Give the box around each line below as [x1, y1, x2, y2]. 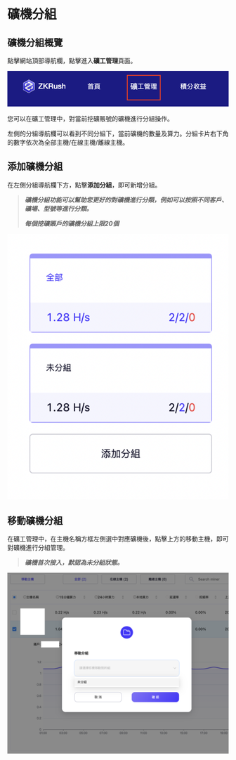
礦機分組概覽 [7, 37, 63, 48]
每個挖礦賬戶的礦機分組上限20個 [24, 219, 119, 228]
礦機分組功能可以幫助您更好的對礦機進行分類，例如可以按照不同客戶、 [24, 195, 228, 204]
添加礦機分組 [7, 161, 63, 173]
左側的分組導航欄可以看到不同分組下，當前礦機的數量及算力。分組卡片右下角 [7, 129, 229, 138]
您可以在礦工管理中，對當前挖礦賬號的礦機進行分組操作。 [7, 114, 173, 123]
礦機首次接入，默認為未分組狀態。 [24, 558, 124, 567]
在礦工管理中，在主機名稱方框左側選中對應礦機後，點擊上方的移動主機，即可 [7, 535, 229, 543]
